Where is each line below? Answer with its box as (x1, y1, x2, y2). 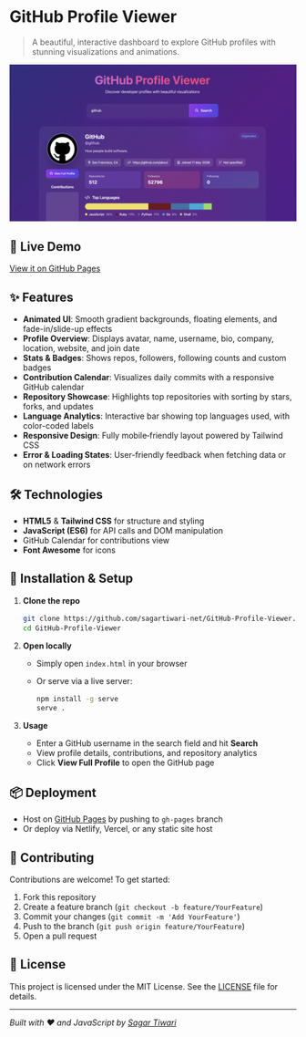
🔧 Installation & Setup (9, 571, 134, 586)
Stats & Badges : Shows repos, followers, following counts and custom (22, 353, 287, 364)
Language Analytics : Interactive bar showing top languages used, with (22, 410, 291, 421)
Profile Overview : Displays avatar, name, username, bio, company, (22, 333, 275, 344)
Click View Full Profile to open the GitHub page (36, 757, 215, 768)
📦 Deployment (9, 784, 97, 800)
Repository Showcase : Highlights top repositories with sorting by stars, (22, 391, 292, 402)
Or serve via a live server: (36, 675, 133, 686)
